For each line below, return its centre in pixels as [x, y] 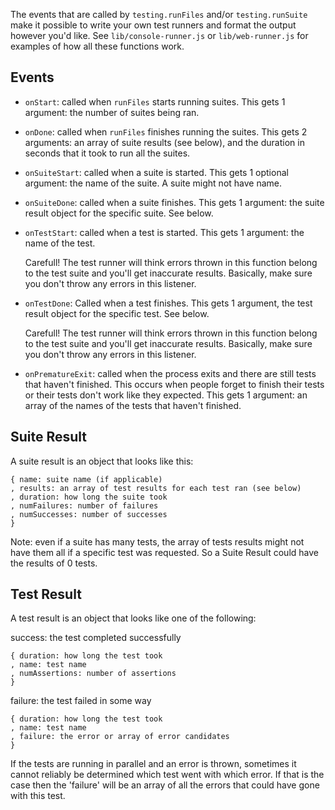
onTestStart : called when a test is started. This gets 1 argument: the [164, 232]
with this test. [38, 796]
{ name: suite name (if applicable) [86, 479]
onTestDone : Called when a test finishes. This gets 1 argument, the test [168, 303]
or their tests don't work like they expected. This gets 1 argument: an [166, 395]
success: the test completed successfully [96, 638]
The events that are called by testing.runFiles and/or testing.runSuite [159, 14]
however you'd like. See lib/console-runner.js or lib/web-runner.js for [159, 35]
